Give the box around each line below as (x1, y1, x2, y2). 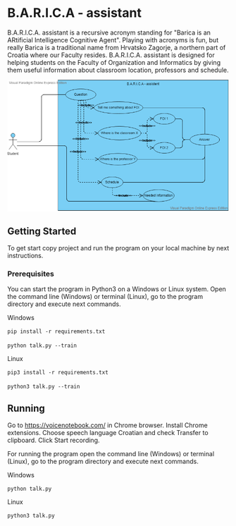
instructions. (7, 251, 44, 259)
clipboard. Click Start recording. (7, 436, 100, 445)
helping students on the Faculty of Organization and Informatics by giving (7, 58, 221, 66)
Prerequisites (7, 269, 54, 279)
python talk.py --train (7, 342, 77, 350)
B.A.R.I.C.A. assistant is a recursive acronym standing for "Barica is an (7, 28, 211, 37)
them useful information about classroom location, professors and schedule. (7, 66, 229, 74)
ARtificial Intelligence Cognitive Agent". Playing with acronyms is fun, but (7, 35, 219, 44)
